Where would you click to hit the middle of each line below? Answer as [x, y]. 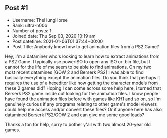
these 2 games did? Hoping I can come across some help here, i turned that [83, 88]
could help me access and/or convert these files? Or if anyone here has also [84, 109]
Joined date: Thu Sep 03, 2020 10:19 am [54, 36]
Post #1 [17, 8]
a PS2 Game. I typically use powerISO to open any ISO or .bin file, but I [78, 61]
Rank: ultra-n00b [30, 25]
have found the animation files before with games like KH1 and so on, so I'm [83, 99]
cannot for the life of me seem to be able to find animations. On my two [78, 67]
